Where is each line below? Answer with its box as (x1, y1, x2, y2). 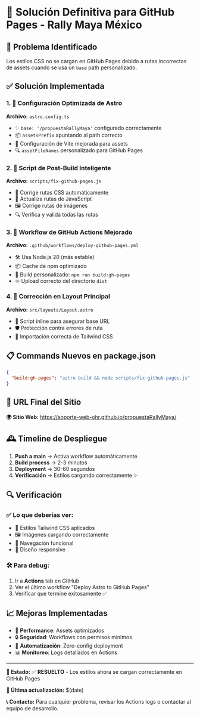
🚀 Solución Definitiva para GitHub (6, 5, 174, 19)
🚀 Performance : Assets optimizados (14, 627, 104, 634)
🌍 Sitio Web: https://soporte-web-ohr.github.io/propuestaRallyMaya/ (6, 413, 177, 420)
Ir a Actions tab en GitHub (14, 577, 80, 584)
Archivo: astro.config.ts (6, 113, 70, 120)
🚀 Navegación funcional (14, 540, 74, 547)
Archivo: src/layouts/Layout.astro (6, 306, 93, 313)
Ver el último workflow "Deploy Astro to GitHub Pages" (14, 583, 150, 590)
